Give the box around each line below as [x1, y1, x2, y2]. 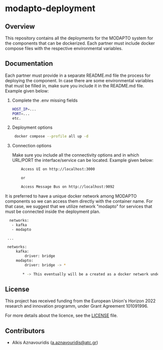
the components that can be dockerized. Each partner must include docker [5, 40, 155, 46]
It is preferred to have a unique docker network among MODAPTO [5, 193, 137, 199]
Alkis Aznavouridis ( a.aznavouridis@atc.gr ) [12, 340, 98, 346]
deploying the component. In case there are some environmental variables [5, 77, 154, 83]
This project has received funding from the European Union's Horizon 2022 [5, 298, 156, 304]
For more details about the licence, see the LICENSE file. [5, 313, 118, 318]
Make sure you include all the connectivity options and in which [12, 152, 139, 158]
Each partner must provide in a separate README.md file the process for [5, 72, 151, 78]
